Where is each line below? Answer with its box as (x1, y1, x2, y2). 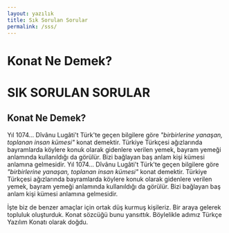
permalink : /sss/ (7, 23, 57, 30)
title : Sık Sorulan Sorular (7, 17, 89, 24)
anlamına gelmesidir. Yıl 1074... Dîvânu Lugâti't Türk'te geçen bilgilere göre (7, 160, 219, 169)
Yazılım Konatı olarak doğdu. (7, 218, 89, 226)
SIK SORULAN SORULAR (7, 85, 151, 101)
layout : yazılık (7, 10, 54, 17)
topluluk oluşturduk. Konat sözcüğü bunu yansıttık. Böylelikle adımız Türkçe (7, 210, 223, 218)
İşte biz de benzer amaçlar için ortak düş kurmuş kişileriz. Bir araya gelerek (7, 202, 221, 212)
